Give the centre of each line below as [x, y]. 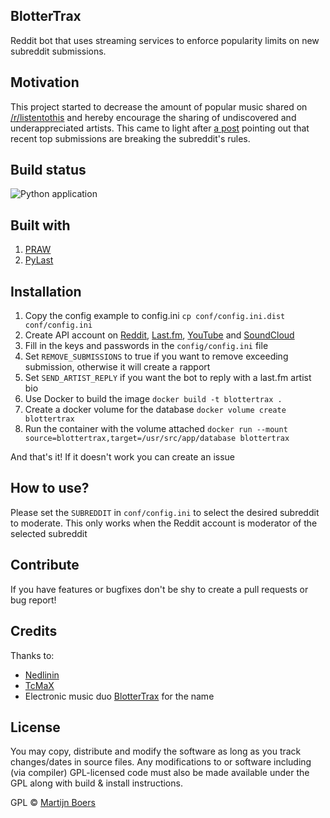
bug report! [33, 600]
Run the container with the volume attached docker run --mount [156, 429]
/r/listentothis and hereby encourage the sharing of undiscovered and [153, 117]
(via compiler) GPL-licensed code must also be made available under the [160, 773]
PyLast [39, 260]
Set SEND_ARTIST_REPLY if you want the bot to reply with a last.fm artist [168, 378]
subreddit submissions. [58, 51]
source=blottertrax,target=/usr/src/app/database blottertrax [157, 439]
